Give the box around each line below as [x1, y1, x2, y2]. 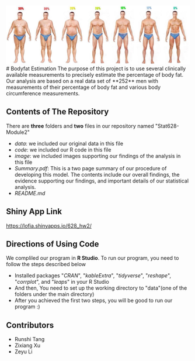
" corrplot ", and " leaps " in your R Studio [14, 279, 109, 286]
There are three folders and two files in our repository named [6, 122, 154, 129]
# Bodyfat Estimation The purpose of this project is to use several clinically [6, 65, 186, 72]
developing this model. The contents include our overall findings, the [14, 171, 180, 178]
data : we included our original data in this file [14, 140, 124, 147]
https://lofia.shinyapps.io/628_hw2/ [6, 222, 92, 229]
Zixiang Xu [14, 342, 41, 349]
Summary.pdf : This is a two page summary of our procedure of [14, 164, 167, 171]
